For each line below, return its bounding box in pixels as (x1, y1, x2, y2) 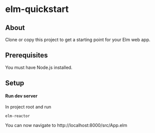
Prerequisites (5, 51, 48, 59)
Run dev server (5, 92, 37, 98)
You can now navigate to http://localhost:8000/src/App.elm (5, 122, 127, 128)
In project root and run (5, 104, 51, 110)
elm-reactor (5, 113, 30, 118)
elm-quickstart (5, 3, 69, 15)
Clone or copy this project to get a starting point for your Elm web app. (5, 36, 151, 42)
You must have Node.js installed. (5, 64, 72, 70)
